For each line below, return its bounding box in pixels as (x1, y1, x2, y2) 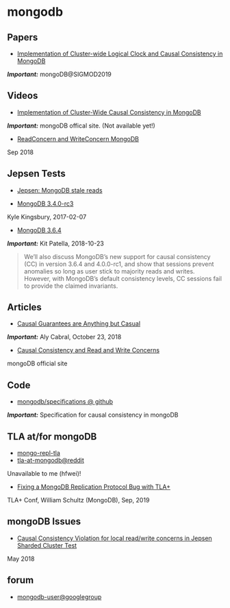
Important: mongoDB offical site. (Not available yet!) (7, 121, 155, 130)
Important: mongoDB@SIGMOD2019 (7, 70, 112, 78)
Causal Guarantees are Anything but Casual (16, 319, 141, 328)
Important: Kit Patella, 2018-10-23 (7, 239, 104, 247)
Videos (7, 90, 38, 101)
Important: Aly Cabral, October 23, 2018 (7, 333, 122, 341)
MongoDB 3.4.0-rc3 (16, 199, 74, 208)
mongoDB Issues (7, 515, 81, 528)
